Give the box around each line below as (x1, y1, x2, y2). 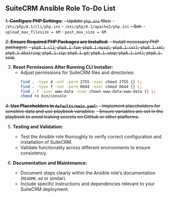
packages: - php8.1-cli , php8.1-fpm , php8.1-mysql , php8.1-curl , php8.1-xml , (5, 44, 165, 50)
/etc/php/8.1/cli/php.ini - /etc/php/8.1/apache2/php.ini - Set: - (5, 23, 146, 29)
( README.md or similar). (20, 175, 67, 182)
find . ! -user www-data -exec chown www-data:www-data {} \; (20, 89, 156, 94)
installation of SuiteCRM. (20, 139, 73, 145)
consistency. (20, 150, 48, 156)
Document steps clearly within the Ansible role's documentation (20, 170, 156, 176)
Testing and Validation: (12, 124, 63, 130)
